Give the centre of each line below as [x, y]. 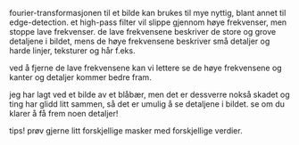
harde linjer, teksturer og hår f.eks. [72, 51]
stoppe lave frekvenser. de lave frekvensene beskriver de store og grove [143, 32]
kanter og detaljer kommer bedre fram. [80, 77]
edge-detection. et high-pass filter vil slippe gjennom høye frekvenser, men [148, 22]
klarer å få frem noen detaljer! [64, 113]
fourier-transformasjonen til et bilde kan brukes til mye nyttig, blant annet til [148, 13]
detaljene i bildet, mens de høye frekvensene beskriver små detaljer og [140, 41]
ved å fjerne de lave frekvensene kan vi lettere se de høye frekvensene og [146, 68]
